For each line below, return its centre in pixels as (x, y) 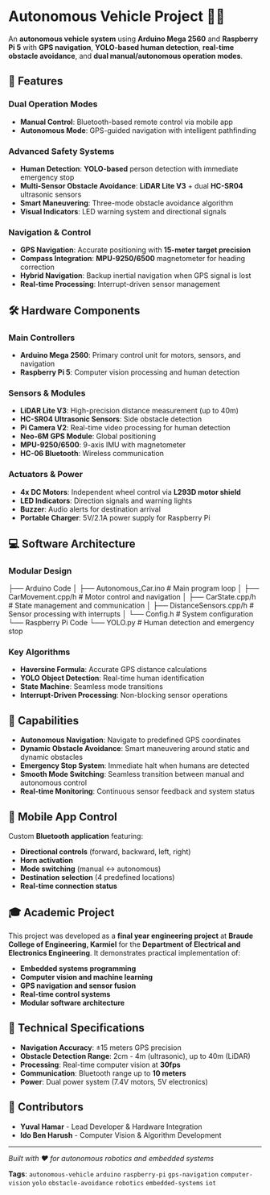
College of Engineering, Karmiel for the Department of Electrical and (125, 944)
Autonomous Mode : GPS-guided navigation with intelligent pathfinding (138, 130)
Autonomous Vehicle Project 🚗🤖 (117, 17)
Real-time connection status (69, 886)
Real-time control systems (65, 994)
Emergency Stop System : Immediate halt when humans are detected (135, 766)
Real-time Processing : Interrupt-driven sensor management (120, 284)
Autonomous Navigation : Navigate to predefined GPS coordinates (130, 740)
